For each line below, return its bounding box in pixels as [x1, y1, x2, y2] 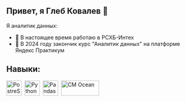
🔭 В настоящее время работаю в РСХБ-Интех [15, 34, 134, 41]
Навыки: [6, 64, 41, 74]
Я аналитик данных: [6, 22, 58, 29]
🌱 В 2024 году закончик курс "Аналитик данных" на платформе [15, 40, 181, 47]
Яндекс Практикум [15, 46, 65, 54]
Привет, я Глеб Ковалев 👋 [6, 6, 108, 16]
